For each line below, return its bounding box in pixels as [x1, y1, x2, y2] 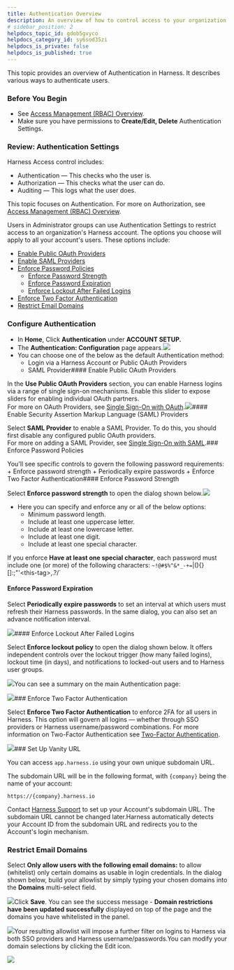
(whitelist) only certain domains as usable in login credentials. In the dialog [7, 868, 222, 877]
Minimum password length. [27, 510, 106, 518]
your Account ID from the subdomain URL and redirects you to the [7, 820, 198, 828]
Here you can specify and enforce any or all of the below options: [17, 502, 206, 511]
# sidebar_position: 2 [7, 23, 73, 30]
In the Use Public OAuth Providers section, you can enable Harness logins [7, 379, 222, 388]
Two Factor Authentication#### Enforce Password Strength [7, 474, 180, 483]
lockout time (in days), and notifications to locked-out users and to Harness [7, 657, 225, 666]
